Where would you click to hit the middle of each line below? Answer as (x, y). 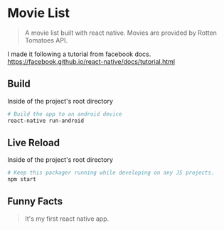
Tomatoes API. (46, 40)
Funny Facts (35, 201)
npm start (22, 180)
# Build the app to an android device (65, 114)
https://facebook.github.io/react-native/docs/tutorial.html (91, 61)
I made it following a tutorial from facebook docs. (79, 54)
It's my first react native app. (67, 219)
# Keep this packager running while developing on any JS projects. (111, 173)
